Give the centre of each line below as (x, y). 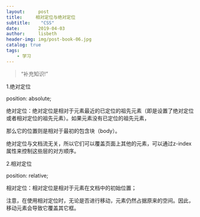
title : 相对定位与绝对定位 (41, 17)
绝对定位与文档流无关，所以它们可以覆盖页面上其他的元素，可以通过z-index (99, 143)
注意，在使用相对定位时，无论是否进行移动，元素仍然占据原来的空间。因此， (100, 200)
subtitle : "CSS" (30, 23)
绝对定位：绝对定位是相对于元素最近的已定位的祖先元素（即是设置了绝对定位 (100, 110)
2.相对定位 (19, 163)
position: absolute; (29, 98)
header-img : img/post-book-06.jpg (49, 39)
